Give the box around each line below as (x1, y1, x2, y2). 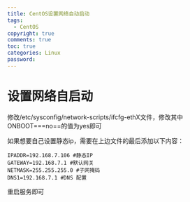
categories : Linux (7, 50, 61, 57)
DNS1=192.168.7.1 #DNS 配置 (7, 174, 87, 181)
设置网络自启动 (7, 88, 94, 104)
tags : (7, 17, 23, 24)
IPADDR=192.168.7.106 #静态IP (7, 151, 93, 159)
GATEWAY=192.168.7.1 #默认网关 (7, 159, 94, 166)
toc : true (7, 43, 36, 50)
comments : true (7, 36, 52, 43)
